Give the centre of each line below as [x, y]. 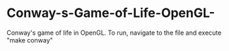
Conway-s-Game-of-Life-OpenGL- [111, 13]
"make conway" [30, 40]
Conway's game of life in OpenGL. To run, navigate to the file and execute [114, 33]
